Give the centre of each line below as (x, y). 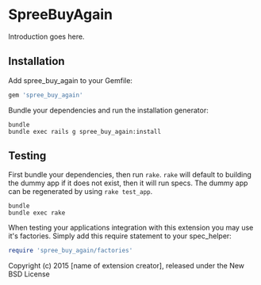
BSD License (29, 274)
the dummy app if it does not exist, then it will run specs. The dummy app (128, 183)
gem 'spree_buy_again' (46, 95)
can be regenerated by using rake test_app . (81, 192)
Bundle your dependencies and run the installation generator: (108, 110)
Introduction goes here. (46, 36)
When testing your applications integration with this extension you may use (131, 228)
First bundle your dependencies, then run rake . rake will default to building (130, 175)
